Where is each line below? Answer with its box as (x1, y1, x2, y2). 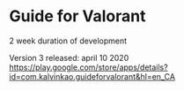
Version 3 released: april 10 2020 (9, 52, 129, 63)
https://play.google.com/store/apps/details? (9, 62, 169, 72)
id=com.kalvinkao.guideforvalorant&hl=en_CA (9, 71, 176, 81)
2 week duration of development (9, 35, 128, 46)
